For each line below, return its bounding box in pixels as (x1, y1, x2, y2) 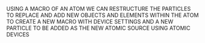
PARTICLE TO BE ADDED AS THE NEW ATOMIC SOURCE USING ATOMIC (6, 24, 191, 31)
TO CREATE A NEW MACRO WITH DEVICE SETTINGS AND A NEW (6, 18, 173, 25)
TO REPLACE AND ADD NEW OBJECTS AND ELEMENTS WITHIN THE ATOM (6, 12, 199, 19)
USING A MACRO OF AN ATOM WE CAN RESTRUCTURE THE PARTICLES (6, 5, 191, 12)
